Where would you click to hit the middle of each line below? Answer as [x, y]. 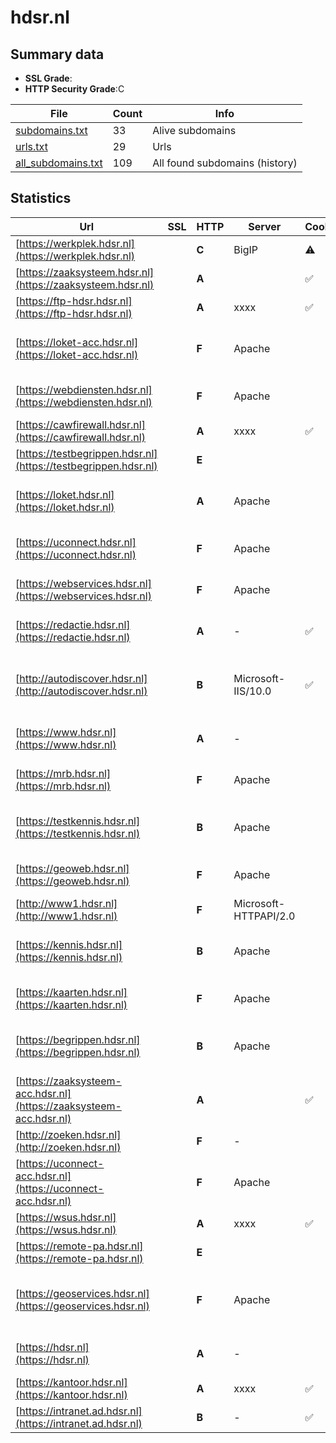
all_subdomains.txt [59, 163]
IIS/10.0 [252, 691]
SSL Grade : [48, 78]
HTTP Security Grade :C [74, 89]
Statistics [41, 198]
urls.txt [31, 146]
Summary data [57, 54]
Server [265, 226]
